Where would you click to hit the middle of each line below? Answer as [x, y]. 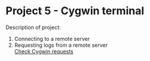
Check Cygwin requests [44, 51]
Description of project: [33, 27]
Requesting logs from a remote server [61, 45]
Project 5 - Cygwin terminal [75, 11]
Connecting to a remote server [52, 38]
